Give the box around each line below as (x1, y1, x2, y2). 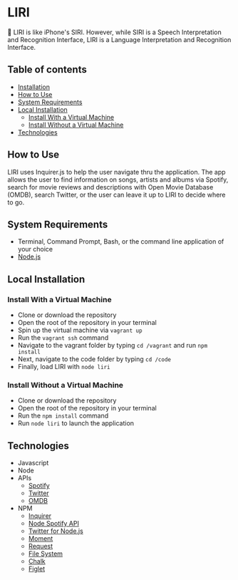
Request (28, 542, 53, 551)
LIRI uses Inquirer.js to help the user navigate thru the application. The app (7, 167, 226, 176)
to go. (7, 197, 25, 207)
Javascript (17, 459, 49, 467)
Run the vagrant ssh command (17, 333, 109, 342)
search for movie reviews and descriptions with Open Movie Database (7, 182, 214, 191)
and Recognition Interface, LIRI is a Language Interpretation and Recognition (7, 35, 232, 43)
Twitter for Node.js (28, 527, 83, 535)
